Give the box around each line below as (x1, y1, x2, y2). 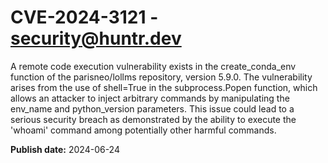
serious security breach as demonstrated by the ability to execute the (10, 113, 297, 125)
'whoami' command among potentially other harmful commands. (10, 124, 277, 136)
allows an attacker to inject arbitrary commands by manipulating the (10, 92, 290, 104)
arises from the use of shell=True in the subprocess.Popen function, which (10, 81, 318, 93)
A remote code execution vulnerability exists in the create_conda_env (10, 60, 297, 72)
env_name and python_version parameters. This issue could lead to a (10, 102, 295, 115)
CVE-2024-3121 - (10, 6, 159, 29)
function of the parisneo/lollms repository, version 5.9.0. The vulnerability (10, 71, 313, 83)
